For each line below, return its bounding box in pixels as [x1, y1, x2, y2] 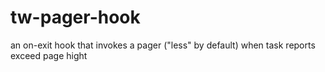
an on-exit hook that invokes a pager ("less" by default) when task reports [10, 39, 316, 51]
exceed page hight [10, 49, 88, 61]
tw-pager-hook [10, 6, 141, 29]
